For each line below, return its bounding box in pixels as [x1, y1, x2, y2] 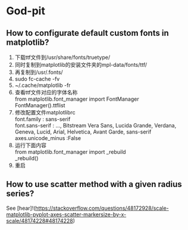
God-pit [6, 4, 46, 18]
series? [6, 189, 35, 199]
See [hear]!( [6, 204, 36, 212]
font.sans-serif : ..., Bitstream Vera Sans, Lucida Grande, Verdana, [14, 122, 177, 129]
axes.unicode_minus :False [14, 135, 82, 141]
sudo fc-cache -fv [14, 76, 60, 82]
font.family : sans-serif [14, 116, 71, 123]
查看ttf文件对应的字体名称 [14, 89, 78, 96]
